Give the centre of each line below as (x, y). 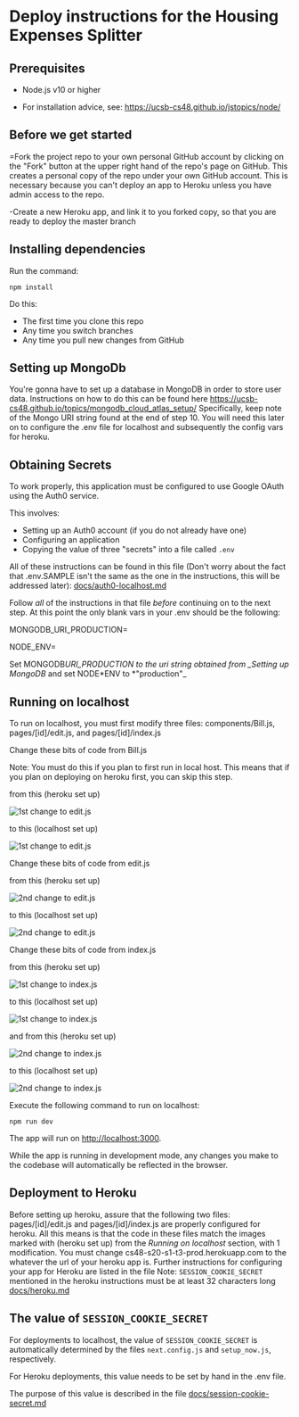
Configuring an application (71, 540)
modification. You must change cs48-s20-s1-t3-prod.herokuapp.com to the (148, 1252)
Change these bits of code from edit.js (80, 864)
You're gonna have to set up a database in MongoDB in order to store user (145, 389)
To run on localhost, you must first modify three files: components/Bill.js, (142, 724)
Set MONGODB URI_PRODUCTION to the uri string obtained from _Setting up (149, 664)
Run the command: (44, 270)
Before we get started (71, 135)
